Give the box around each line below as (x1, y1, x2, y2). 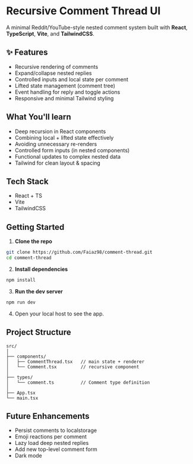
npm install (6, 277, 36, 283)
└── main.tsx (6, 395, 39, 401)
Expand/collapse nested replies (14, 70, 92, 77)
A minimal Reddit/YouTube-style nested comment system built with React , (6, 24, 188, 31)
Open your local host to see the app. (14, 310, 105, 317)
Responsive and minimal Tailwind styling (14, 94, 114, 102)
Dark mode (14, 452, 43, 459)
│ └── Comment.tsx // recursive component (6, 364, 140, 370)
